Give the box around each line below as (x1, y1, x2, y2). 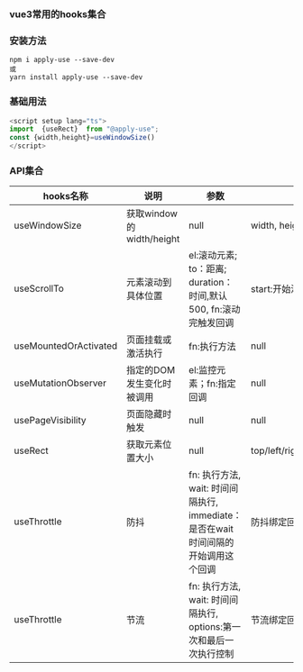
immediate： (188, 509, 243, 522)
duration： (188, 277, 234, 289)
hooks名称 (42, 190, 88, 203)
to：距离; (188, 263, 227, 276)
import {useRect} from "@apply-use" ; (9, 124, 160, 134)
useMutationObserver (14, 377, 106, 389)
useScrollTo (14, 282, 65, 295)
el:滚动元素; (188, 250, 237, 262)
